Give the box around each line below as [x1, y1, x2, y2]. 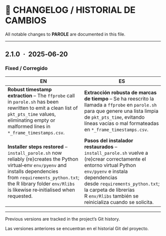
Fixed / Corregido [5, 65, 48, 72]
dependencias [84, 174, 118, 181]
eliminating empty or [7, 117, 55, 124]
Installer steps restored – [7, 143, 68, 150]
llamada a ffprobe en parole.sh [84, 101, 157, 108]
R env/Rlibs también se [84, 192, 139, 199]
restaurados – [84, 143, 118, 150]
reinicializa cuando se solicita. [84, 199, 154, 205]
